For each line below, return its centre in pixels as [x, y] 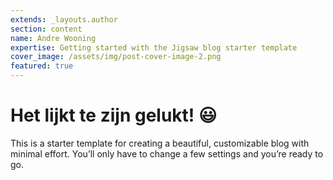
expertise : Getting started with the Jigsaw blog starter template [154, 47]
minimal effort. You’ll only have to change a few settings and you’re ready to [167, 153]
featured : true [42, 66]
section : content [46, 29]
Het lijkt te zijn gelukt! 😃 [114, 115]
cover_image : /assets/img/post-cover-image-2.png [116, 57]
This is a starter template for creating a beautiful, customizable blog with [160, 143]
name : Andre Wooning [53, 38]
